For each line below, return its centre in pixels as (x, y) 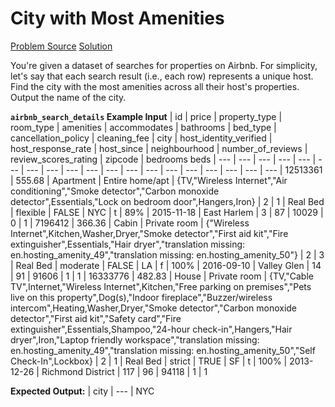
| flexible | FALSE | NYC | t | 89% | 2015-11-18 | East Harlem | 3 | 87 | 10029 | (167, 212)
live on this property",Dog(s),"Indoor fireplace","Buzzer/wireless (141, 297)
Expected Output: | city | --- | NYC (82, 391)
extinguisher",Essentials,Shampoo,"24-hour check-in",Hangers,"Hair (151, 329)
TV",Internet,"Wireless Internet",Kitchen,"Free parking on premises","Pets (161, 286)
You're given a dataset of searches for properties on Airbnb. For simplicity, (164, 65)
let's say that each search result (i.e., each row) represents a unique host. (162, 76)
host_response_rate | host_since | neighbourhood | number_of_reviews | (159, 148)
